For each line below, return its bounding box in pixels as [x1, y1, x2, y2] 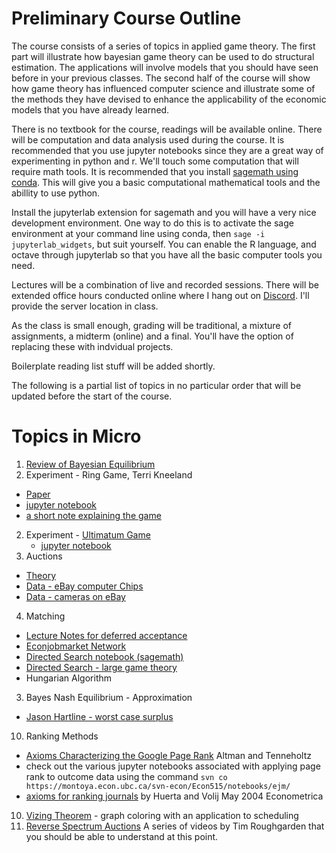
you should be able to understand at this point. [25, 830, 219, 842]
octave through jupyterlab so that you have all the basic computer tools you [11, 248, 323, 261]
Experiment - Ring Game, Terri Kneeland [25, 468, 193, 481]
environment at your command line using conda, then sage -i [11, 227, 266, 239]
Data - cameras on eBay [25, 590, 126, 602]
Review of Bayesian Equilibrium [25, 458, 156, 470]
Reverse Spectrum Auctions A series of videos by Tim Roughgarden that [25, 820, 325, 832]
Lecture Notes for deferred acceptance [25, 629, 188, 641]
